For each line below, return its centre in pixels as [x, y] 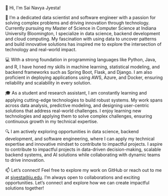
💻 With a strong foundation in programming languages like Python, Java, [81, 60]
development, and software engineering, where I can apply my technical [80, 139]
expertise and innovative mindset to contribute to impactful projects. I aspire [84, 144]
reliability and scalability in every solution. [48, 83]
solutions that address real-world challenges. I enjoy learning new [73, 111]
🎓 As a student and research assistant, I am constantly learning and [76, 93]
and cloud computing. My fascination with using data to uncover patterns [81, 39]
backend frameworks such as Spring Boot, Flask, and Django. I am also [79, 72]
